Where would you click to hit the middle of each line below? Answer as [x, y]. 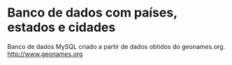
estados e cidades [61, 27]
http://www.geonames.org [45, 54]
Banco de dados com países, [92, 13]
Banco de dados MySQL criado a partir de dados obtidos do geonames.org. [116, 46]
